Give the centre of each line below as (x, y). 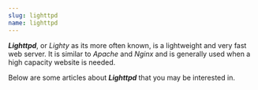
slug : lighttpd (33, 15)
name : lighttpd (33, 23)
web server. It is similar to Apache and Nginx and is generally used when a (129, 54)
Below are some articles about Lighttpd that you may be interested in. (122, 77)
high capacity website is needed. (62, 62)
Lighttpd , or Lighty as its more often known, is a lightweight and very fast (127, 45)
